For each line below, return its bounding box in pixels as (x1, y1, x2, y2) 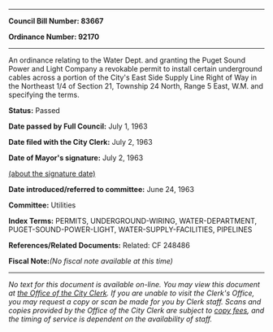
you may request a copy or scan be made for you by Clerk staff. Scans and (8, 297, 262, 306)
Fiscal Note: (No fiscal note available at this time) (8, 256, 173, 265)
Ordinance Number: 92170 (8, 32, 100, 41)
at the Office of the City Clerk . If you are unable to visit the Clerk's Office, (8, 288, 255, 298)
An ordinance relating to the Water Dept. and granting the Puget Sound (8, 55, 246, 65)
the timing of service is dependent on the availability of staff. (8, 314, 213, 324)
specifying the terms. (8, 90, 80, 99)
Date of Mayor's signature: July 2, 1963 (8, 153, 144, 163)
